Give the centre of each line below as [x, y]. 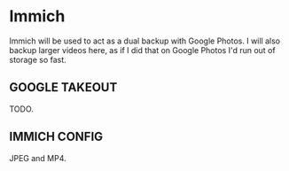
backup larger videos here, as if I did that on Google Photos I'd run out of [143, 50]
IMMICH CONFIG [56, 137]
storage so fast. [38, 59]
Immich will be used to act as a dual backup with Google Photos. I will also [145, 41]
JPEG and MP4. [38, 158]
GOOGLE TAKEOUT [63, 87]
